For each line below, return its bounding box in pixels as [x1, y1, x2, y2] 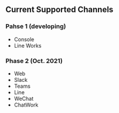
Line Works [13, 42, 42, 49]
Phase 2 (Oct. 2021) [5, 56, 63, 65]
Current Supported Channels [5, 5, 114, 15]
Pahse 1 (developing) [5, 22, 66, 31]
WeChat [13, 95, 33, 102]
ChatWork [13, 101, 39, 108]
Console [13, 35, 35, 43]
